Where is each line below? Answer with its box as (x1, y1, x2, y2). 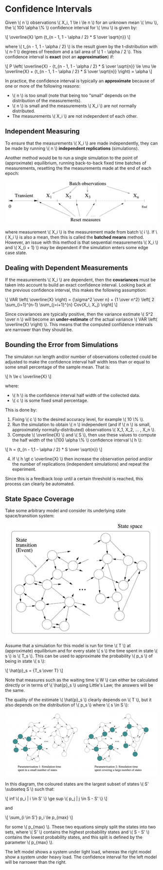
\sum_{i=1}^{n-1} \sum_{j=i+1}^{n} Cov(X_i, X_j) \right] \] (5, 302, 118, 308)
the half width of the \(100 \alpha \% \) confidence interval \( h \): (12, 437, 143, 443)
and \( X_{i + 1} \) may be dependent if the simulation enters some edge (5, 244, 148, 250)
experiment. (12, 466, 36, 472)
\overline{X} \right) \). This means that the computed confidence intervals (5, 321, 153, 327)
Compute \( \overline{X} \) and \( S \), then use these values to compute (12, 432, 157, 437)
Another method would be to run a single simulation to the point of (5, 155, 138, 161)
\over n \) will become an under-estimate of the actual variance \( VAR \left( (5, 316, 158, 322)
